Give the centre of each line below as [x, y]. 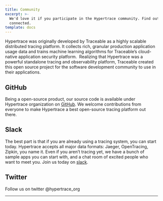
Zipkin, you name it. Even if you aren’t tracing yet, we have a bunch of [75, 152]
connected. [20, 23]
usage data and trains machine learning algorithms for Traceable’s [71, 52]
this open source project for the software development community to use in [81, 67]
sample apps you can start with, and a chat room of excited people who [77, 157]
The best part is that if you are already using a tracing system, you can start [81, 141]
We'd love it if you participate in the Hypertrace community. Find [80, 18]
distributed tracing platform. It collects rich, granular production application [80, 46]
